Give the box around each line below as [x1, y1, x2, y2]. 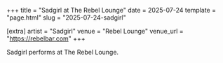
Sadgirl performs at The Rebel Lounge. [6, 48, 119, 56]
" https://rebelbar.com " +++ [6, 34, 86, 43]
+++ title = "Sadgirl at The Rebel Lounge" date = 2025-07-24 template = [6, 6, 217, 14]
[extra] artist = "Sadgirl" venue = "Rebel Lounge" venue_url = [6, 27, 184, 35]
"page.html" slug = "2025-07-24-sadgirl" [6, 13, 127, 22]
